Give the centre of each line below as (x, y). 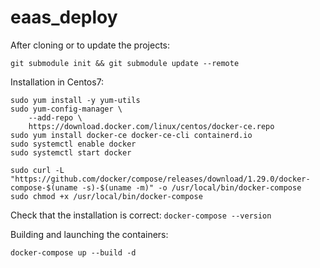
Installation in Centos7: (57, 82)
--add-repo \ (55, 117)
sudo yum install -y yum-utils (75, 100)
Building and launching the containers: (89, 234)
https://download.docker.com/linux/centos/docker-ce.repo (151, 126)
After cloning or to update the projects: (90, 45)
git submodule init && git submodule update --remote (125, 63)
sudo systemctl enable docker (73, 144)
